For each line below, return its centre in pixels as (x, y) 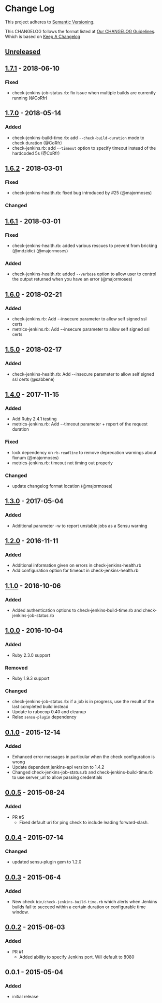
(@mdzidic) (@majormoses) (40, 251)
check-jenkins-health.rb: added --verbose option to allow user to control (84, 274)
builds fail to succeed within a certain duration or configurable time (79, 907)
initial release (25, 997)
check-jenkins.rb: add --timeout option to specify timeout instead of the (84, 148)
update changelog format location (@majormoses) (62, 486)
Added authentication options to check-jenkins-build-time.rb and (77, 610)
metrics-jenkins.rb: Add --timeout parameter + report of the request (80, 424)
